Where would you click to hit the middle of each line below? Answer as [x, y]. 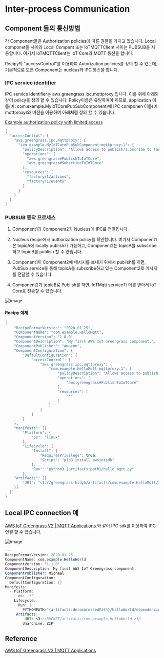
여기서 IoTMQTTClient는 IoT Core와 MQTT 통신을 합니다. [78, 53]
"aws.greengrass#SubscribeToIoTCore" [65, 163]
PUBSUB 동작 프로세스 [30, 218]
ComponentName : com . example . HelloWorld [46, 560]
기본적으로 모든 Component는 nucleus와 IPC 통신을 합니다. [62, 70]
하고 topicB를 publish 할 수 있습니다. [47, 252]
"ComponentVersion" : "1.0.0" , [45, 337]
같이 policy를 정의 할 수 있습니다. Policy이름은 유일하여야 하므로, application [78, 100]
